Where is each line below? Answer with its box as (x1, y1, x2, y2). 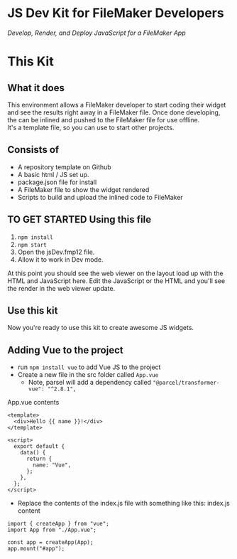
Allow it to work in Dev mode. (17, 255, 104, 264)
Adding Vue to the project (7, 344, 123, 356)
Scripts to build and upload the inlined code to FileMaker (17, 193, 183, 201)
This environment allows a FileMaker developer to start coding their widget (7, 100, 226, 109)
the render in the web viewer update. (7, 284, 116, 292)
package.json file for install (17, 178, 97, 186)
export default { (13, 443, 65, 450)
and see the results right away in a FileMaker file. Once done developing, (7, 108, 221, 117)
